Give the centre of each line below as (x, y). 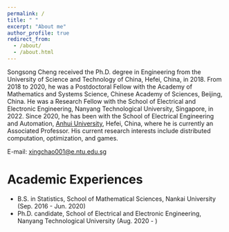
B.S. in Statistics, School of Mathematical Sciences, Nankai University (117, 199)
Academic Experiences (75, 180)
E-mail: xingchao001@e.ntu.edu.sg (57, 151)
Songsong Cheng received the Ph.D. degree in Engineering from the (104, 72)
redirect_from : (29, 39)
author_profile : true (38, 33)
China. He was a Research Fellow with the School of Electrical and (101, 101)
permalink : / (26, 14)
